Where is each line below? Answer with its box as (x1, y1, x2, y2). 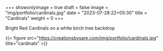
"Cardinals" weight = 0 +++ (5, 15, 64, 21)
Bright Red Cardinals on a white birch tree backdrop (5, 25, 115, 31)
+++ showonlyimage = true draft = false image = (5, 5, 108, 10)
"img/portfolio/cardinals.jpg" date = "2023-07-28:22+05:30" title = (5, 10, 148, 16)
